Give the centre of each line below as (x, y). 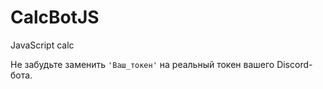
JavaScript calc (42, 45)
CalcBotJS (55, 17)
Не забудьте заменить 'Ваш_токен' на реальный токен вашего (142, 64)
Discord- (294, 64)
